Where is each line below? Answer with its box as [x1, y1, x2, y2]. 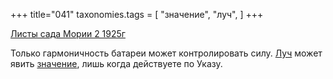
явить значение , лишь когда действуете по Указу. [10, 58, 223, 69]
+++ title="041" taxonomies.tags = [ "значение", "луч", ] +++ [10, 9, 264, 20]
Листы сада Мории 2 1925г [10, 28, 126, 39]
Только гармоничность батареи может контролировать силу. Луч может [10, 47, 323, 59]
